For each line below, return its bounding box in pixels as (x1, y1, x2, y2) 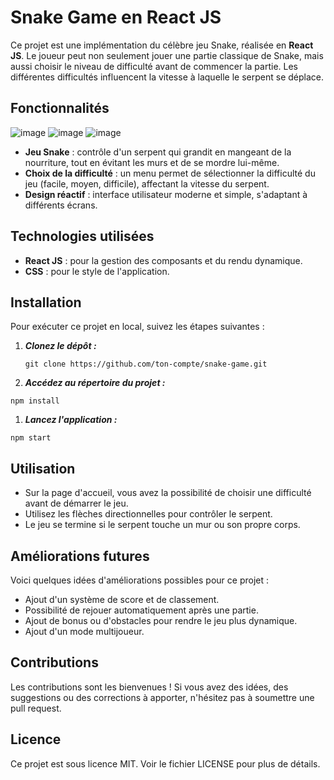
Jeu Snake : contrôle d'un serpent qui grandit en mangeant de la (24, 146, 292, 158)
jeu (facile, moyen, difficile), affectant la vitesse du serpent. (24, 177, 270, 190)
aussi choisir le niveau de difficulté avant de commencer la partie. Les (10, 60, 298, 72)
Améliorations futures (10, 547, 150, 565)
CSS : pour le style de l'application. (24, 265, 170, 277)
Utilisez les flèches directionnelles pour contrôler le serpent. (24, 508, 273, 520)
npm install (10, 396, 60, 406)
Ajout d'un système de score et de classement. (24, 594, 220, 605)
